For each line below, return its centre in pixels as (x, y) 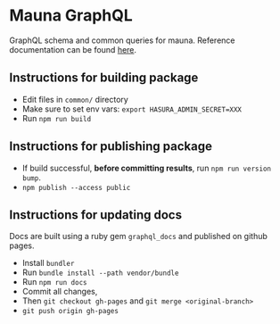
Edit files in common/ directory (75, 99)
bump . (32, 177)
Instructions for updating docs (96, 215)
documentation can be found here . (73, 49)
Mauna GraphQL (71, 16)
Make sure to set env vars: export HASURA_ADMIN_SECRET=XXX (132, 109)
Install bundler (48, 263)
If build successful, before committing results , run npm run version (147, 168)
